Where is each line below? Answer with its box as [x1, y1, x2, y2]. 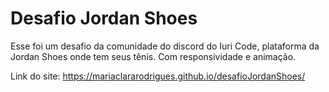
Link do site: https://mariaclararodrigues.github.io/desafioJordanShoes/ [10, 70, 306, 82]
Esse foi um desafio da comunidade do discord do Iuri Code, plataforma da [10, 40, 320, 52]
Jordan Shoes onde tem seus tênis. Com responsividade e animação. [10, 50, 297, 62]
